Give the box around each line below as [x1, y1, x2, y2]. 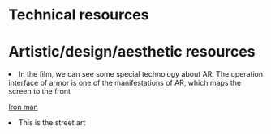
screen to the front [8, 86, 71, 96]
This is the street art [19, 118, 86, 128]
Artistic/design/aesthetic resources [8, 43, 256, 61]
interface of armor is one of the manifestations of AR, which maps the [8, 78, 242, 88]
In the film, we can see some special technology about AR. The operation [19, 69, 264, 79]
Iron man [8, 103, 38, 112]
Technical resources [8, 6, 149, 24]
